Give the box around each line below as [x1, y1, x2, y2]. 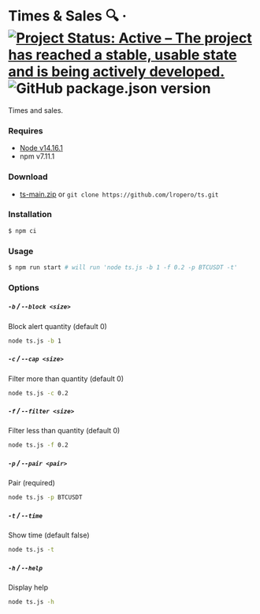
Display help [8, 582, 49, 592]
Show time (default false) [8, 530, 90, 540]
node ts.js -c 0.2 [8, 389, 69, 397]
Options [8, 282, 39, 293]
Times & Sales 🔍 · [8, 7, 128, 25]
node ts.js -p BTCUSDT [8, 493, 83, 502]
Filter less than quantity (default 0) [8, 426, 121, 436]
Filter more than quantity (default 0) [8, 373, 124, 384]
